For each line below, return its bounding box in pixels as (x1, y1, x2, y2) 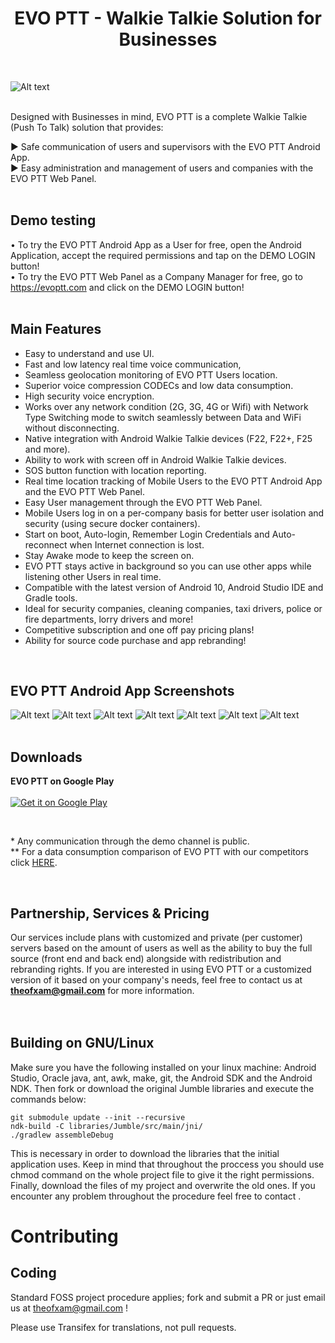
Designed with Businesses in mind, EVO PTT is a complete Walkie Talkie (10, 110, 308, 122)
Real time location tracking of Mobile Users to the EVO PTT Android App (24, 475, 323, 487)
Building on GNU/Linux (10, 1035, 155, 1052)
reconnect (24, 538, 68, 551)
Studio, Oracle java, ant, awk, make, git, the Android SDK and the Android (10, 1072, 313, 1084)
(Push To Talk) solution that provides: (10, 121, 164, 133)
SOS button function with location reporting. (24, 464, 207, 476)
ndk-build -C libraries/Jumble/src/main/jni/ (10, 1121, 203, 1131)
